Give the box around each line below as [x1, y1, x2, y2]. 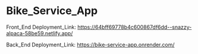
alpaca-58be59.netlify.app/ [6, 29, 73, 36]
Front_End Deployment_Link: [6, 23, 76, 31]
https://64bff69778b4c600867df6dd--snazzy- [77, 23, 192, 31]
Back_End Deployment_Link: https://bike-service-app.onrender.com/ [6, 41, 175, 48]
